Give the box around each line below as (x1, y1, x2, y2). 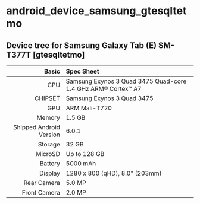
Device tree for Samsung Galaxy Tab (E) (6, 40, 157, 50)
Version (38, 130, 61, 139)
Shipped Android (12, 123, 61, 131)
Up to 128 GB (65, 150, 105, 158)
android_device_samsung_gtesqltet (6, 4, 187, 18)
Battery (39, 160, 61, 167)
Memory (36, 114, 61, 122)
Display (39, 169, 61, 177)
